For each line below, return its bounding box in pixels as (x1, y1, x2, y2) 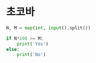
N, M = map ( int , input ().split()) (6, 24, 91, 31)
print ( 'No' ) (16, 52, 46, 58)
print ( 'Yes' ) (16, 41, 49, 47)
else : (6, 46, 19, 52)
